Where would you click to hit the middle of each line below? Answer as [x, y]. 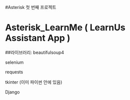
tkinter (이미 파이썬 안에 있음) [34, 82]
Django [12, 92]
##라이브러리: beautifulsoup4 [35, 52]
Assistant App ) [38, 38]
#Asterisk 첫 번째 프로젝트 [31, 7]
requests [14, 72]
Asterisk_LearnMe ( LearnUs [65, 27]
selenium [14, 62]
